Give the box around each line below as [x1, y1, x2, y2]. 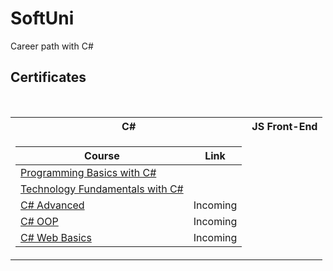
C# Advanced [20, 198, 85, 212]
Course [84, 148, 120, 162]
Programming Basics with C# [20, 165, 157, 179]
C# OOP [20, 214, 59, 228]
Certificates [10, 69, 87, 86]
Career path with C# [10, 40, 94, 52]
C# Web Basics [20, 230, 92, 244]
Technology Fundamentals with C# [20, 182, 184, 196]
